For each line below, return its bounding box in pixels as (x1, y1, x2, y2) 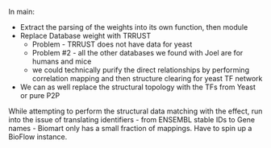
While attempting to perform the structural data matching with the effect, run (8, 106, 263, 116)
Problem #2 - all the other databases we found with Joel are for (31, 48, 244, 57)
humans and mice (31, 56, 92, 66)
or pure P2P (19, 91, 60, 100)
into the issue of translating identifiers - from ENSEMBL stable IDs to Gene (8, 115, 256, 124)
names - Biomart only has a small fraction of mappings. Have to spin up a (8, 124, 252, 133)
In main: (8, 7, 35, 16)
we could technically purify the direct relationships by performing (31, 65, 250, 75)
